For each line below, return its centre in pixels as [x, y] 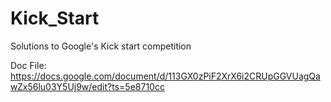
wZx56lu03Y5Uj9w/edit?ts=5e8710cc [87, 86]
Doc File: [28, 65]
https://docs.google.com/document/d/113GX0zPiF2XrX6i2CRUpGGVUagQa [165, 76]
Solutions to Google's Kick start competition [101, 46]
